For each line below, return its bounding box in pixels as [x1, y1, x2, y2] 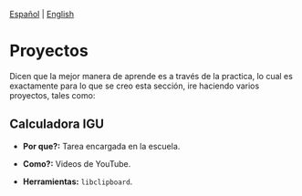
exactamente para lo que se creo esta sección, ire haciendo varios [9, 80, 260, 91]
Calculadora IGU [9, 117, 105, 132]
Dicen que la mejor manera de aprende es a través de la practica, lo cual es [9, 70, 294, 81]
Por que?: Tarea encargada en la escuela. [22, 140, 181, 151]
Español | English [9, 9, 75, 19]
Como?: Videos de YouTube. [22, 158, 131, 169]
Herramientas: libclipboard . [22, 176, 133, 187]
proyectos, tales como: [9, 89, 96, 100]
